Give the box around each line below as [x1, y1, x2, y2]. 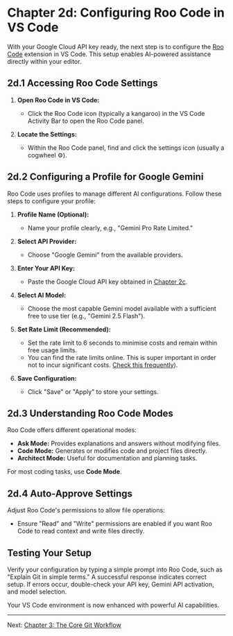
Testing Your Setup [7, 547, 92, 559]
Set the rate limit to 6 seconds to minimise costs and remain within [27, 338, 218, 347]
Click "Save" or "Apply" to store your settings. [27, 387, 159, 396]
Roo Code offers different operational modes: [7, 426, 137, 434]
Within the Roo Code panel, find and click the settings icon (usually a [27, 144, 225, 152]
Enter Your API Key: [17, 264, 75, 272]
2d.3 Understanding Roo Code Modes [7, 407, 173, 419]
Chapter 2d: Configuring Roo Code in [7, 5, 225, 21]
